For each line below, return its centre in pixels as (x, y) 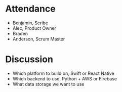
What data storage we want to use (48, 84)
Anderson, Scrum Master (39, 39)
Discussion (29, 59)
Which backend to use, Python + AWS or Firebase (65, 78)
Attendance (30, 9)
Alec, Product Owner (34, 28)
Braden (20, 33)
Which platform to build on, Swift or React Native (64, 73)
